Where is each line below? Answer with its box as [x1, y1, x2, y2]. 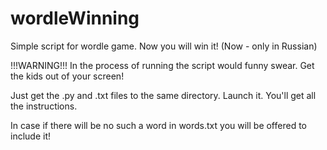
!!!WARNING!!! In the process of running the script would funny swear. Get [10, 59, 315, 71]
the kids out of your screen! [10, 70, 125, 82]
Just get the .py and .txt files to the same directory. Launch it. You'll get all [10, 89, 317, 101]
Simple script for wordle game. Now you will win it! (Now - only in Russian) [10, 40, 318, 52]
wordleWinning [10, 7, 140, 30]
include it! [10, 130, 51, 142]
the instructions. [10, 100, 78, 112]
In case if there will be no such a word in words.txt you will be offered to [10, 119, 307, 131]
